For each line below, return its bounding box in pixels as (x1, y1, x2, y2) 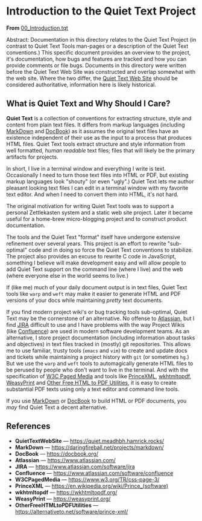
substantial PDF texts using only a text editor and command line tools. (6, 385, 180, 393)
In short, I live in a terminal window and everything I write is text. (6, 165, 166, 172)
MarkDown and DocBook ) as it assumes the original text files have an (6, 127, 179, 134)
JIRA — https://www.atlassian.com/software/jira (14, 463, 135, 470)
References (6, 421, 51, 431)
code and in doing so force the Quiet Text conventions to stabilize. (28, 246, 194, 254)
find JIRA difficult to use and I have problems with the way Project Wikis (6, 321, 185, 328)
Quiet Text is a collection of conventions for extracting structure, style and (6, 114, 192, 122)
